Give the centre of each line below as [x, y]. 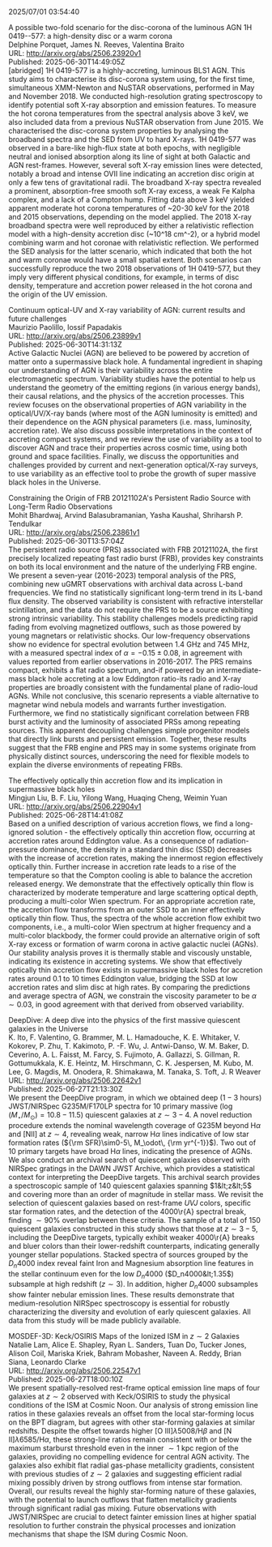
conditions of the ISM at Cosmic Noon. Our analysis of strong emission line [134, 1405]
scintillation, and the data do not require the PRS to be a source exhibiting [131, 610]
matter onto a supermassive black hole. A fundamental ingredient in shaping [136, 361]
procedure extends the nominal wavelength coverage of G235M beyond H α [135, 1125]
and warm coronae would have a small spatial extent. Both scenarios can [130, 260]
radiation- [233, 841]
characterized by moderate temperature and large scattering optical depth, [134, 892]
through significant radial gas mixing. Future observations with [113, 1509]
